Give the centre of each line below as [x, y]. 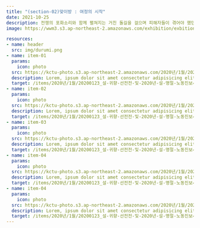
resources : [20, 39]
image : [14, 28]
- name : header [25, 45]
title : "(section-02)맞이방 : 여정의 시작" [56, 12]
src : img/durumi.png [37, 50]
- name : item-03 [26, 122]
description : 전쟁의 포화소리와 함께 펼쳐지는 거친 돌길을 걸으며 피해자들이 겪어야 [95, 23]
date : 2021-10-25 [28, 17]
